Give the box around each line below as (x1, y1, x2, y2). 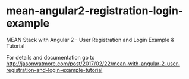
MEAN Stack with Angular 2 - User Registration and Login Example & (6, 36, 175, 43)
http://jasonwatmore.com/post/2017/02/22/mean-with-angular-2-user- (6, 60, 180, 67)
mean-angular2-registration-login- (6, 4, 184, 18)
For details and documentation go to (6, 54, 95, 61)
